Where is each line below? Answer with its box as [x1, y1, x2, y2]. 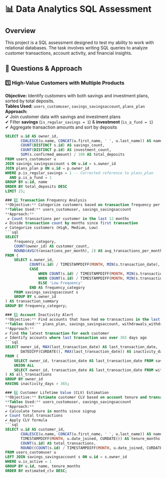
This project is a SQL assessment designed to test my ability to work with [5, 40, 154, 45]
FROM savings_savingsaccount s [14, 290, 79, 295]
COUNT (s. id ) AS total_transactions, [20, 440, 96, 446]
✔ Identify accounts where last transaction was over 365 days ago [5, 335, 147, 341]
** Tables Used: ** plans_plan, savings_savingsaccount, [5, 321, 121, 326]
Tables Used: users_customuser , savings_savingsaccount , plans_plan [5, 103, 145, 109]
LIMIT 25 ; [5, 189, 26, 194]
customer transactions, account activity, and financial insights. [5, 50, 132, 56]
